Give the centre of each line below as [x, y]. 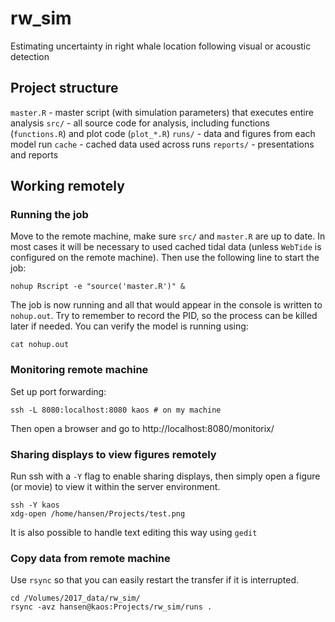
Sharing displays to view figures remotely [113, 454]
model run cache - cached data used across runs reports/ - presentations [162, 144]
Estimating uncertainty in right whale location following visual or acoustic [161, 46]
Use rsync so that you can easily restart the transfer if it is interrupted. [155, 580]
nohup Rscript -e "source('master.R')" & [98, 287]
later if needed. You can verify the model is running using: [129, 326]
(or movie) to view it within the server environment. [115, 487]
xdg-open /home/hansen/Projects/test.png [98, 514]
